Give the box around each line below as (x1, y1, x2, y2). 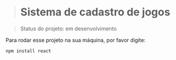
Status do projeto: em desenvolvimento (20, 25, 117, 32)
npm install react (5, 48, 51, 54)
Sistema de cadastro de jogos (20, 5, 171, 19)
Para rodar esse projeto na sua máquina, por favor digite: (5, 36, 146, 43)
